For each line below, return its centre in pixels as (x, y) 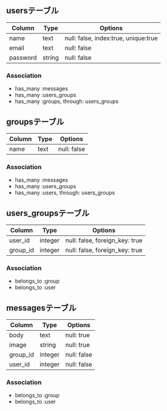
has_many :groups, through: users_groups (67, 101)
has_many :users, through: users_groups (65, 193)
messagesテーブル (41, 308)
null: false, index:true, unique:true (111, 38)
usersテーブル (33, 11)
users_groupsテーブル (48, 213)
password (23, 58)
